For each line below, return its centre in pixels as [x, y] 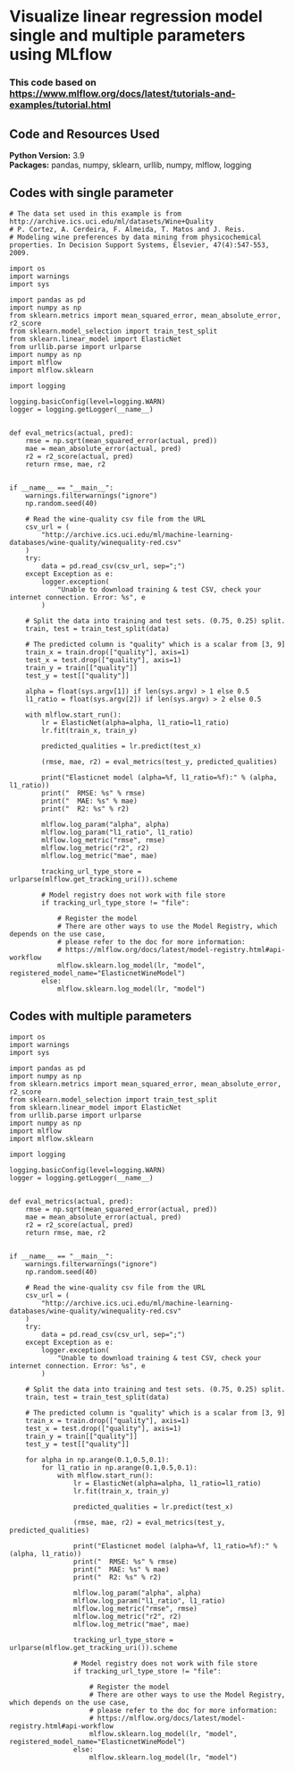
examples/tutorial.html [60, 105]
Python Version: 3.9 [47, 155]
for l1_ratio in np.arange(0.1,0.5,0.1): [120, 1468]
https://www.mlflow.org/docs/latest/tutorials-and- [122, 94]
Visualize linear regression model [136, 17]
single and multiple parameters [127, 35]
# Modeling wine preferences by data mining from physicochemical [135, 237]
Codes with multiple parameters [101, 1016]
